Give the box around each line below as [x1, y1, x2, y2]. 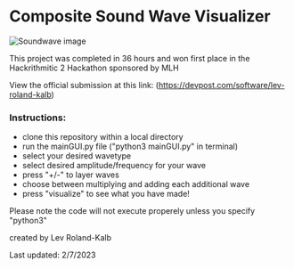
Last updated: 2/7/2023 [9, 249, 96, 260]
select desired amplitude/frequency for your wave [21, 160, 207, 171]
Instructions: [9, 111, 67, 124]
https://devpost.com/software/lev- [158, 79, 285, 90]
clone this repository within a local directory [21, 132, 184, 143]
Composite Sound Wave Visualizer [9, 6, 271, 27]
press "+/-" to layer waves [21, 169, 120, 180]
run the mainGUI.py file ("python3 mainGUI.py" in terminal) [21, 141, 239, 152]
